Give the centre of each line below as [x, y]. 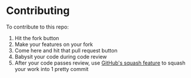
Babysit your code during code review [61, 56]
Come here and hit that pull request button [66, 50]
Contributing [38, 11]
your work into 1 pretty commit [51, 69]
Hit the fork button [37, 38]
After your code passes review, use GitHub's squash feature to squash [100, 63]
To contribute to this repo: [38, 27]
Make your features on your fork [53, 44]
